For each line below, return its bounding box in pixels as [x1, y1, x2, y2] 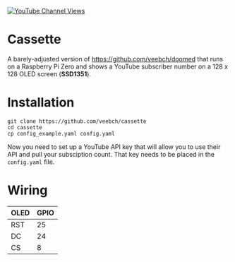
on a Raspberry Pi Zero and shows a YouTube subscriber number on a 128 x [7, 62, 228, 71]
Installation [7, 95, 75, 111]
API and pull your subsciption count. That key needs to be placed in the [7, 150, 215, 158]
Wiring [7, 182, 48, 198]
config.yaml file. [7, 157, 55, 166]
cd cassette [7, 124, 42, 131]
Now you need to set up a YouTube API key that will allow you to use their [7, 142, 221, 151]
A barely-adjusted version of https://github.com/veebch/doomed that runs [7, 54, 224, 63]
